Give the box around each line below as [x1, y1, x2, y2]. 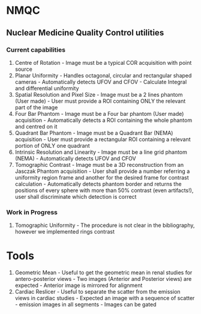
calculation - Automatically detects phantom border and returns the [14, 180, 182, 187]
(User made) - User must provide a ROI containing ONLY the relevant [14, 97, 186, 104]
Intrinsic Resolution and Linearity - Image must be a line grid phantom [14, 148, 188, 155]
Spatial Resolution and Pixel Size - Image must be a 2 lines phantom [14, 91, 183, 98]
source [14, 65, 33, 73]
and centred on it [14, 122, 58, 130]
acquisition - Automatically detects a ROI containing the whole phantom [14, 116, 193, 124]
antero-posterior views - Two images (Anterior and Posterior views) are [14, 276, 192, 283]
